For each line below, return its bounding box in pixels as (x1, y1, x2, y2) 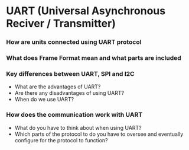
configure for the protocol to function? (14, 136, 108, 143)
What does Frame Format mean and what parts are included (6, 54, 181, 62)
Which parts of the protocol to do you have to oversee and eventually (14, 130, 184, 138)
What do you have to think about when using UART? (14, 124, 142, 131)
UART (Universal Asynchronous (6, 4, 166, 18)
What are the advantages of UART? (14, 83, 101, 90)
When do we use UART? (14, 96, 74, 103)
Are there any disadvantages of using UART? (14, 90, 125, 97)
